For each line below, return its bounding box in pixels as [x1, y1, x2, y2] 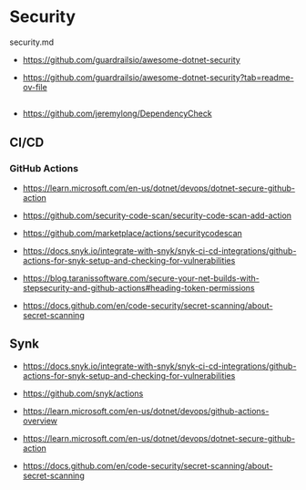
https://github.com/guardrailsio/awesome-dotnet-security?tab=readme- [22, 71, 294, 83]
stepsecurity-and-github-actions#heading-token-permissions [22, 283, 255, 294]
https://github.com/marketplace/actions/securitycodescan [22, 228, 243, 239]
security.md [9, 36, 55, 47]
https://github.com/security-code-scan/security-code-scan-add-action [22, 210, 292, 221]
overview [22, 415, 57, 426]
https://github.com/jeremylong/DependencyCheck [22, 108, 212, 120]
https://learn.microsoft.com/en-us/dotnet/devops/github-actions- [22, 405, 270, 416]
